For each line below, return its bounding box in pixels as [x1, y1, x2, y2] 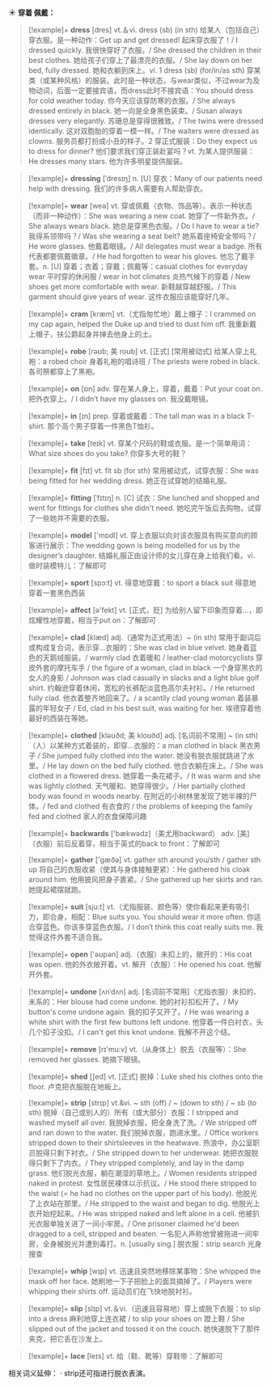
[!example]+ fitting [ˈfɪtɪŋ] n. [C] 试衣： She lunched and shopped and [28, 493, 260, 502]
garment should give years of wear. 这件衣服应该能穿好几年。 [28, 292, 234, 302]
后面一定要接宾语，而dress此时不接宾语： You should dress [56, 86, 254, 95]
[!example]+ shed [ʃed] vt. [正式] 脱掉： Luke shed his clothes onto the [28, 1071, 264, 1081]
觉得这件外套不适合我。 [28, 932, 107, 941]
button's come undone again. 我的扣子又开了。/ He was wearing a [28, 1007, 249, 1016]
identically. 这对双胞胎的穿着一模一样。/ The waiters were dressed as [28, 126, 260, 136]
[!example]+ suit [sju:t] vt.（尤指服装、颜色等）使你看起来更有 [28, 902, 236, 911]
